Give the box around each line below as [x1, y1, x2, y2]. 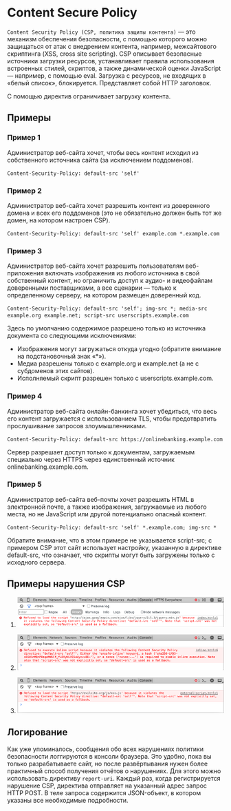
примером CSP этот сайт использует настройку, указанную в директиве [7, 543, 222, 551]
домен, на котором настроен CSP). [7, 215, 111, 224]
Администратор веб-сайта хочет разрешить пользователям [7, 262, 184, 270]
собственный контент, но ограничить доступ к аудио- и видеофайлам [7, 277, 213, 285]
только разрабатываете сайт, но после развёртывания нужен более [7, 759, 208, 768]
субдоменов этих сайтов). [16, 367, 95, 375]
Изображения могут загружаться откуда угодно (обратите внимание [16, 345, 221, 353]
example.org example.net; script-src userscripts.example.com [7, 312, 189, 319]
